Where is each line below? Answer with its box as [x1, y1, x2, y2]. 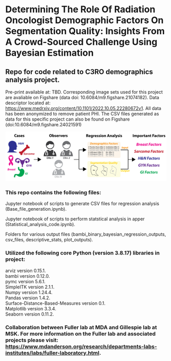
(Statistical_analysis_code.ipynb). [5, 221, 76, 228]
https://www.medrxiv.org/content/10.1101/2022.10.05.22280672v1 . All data [5, 105, 161, 111]
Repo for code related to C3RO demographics [5, 67, 154, 76]
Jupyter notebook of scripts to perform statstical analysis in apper [5, 216, 145, 222]
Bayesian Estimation [5, 47, 94, 59]
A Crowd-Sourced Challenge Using [5, 36, 158, 48]
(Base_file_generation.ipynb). [5, 206, 67, 212]
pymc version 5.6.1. [5, 278, 46, 284]
